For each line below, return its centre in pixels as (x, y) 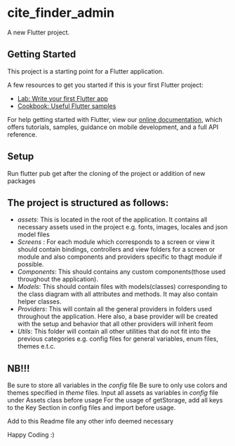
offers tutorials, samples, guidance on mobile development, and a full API (113, 127)
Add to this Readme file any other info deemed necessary (90, 421)
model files (34, 235)
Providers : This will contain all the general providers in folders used (115, 309)
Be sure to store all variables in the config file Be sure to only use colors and (117, 385)
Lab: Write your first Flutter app (63, 98)
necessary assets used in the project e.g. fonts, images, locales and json (122, 227)
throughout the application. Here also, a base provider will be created (117, 316)
